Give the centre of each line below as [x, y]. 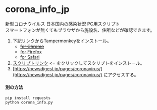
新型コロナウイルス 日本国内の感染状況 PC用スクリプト [63, 24]
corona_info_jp [37, 9]
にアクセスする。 [121, 74]
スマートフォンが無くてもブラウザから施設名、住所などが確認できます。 [80, 30]
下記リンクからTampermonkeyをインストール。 [62, 41]
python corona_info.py [29, 102]
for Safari [30, 57]
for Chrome [32, 46]
